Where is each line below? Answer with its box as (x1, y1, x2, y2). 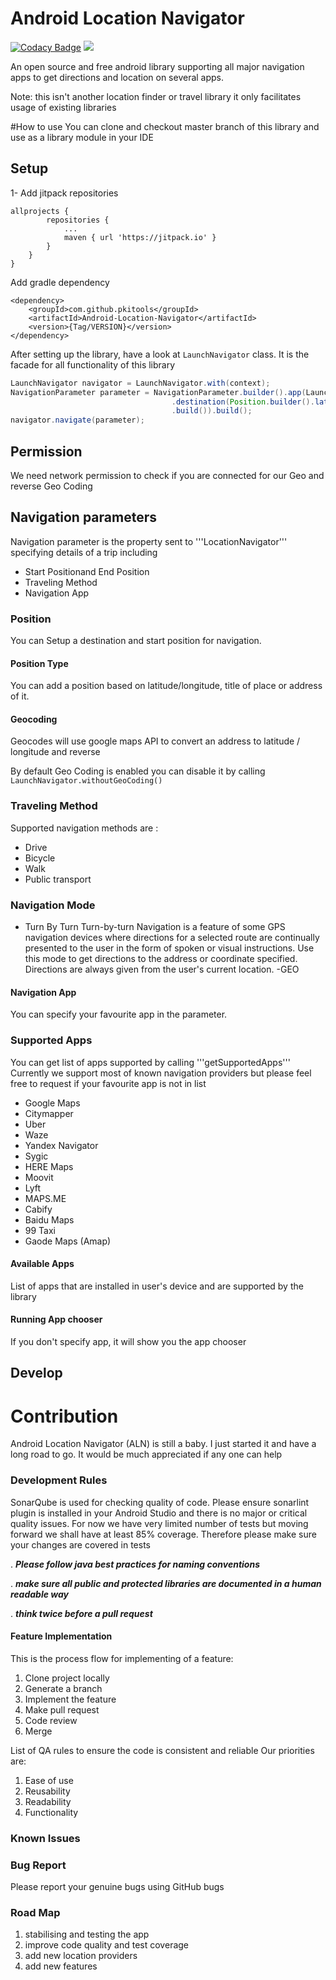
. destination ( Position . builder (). (171, 397, 315, 407)
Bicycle (24, 852, 56, 864)
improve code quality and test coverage (24, 1939, 190, 1951)
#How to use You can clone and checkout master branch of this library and (10, 120, 320, 132)
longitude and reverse (10, 746, 101, 758)
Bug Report (10, 1858, 67, 1872)
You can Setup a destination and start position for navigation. (10, 635, 262, 647)
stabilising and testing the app (24, 1928, 150, 1941)
